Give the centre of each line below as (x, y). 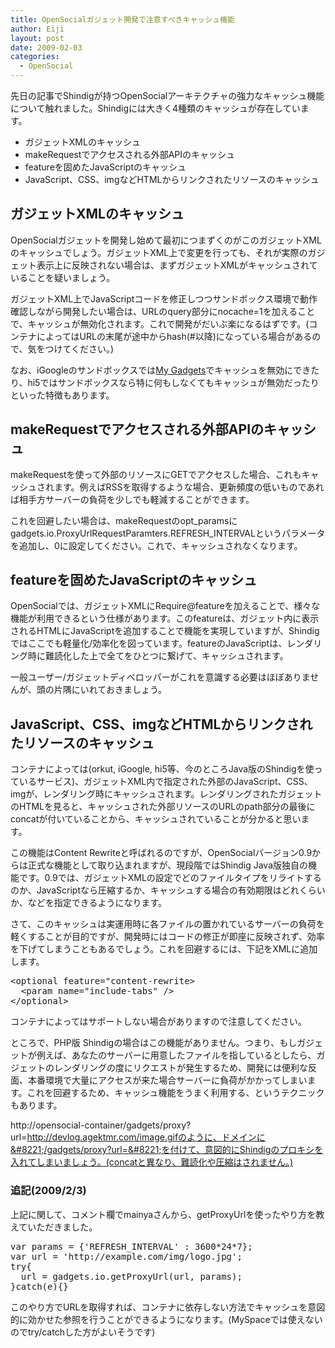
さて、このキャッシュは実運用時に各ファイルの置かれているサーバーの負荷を (167, 924)
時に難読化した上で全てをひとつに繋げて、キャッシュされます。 (158, 656)
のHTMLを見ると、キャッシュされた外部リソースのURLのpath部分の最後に (163, 807)
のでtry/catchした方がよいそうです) (83, 1332)
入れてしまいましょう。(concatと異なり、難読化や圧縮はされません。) (152, 1162)
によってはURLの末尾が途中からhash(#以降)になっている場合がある (174, 336)
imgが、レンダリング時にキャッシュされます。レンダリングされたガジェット (166, 794)
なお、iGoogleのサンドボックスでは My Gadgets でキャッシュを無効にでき (161, 370)
